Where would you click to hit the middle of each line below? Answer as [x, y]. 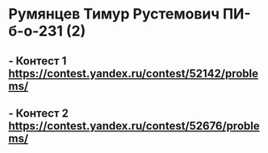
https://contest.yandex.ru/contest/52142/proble [134, 73]
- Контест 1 [38, 61]
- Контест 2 [38, 113]
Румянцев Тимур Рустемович [114, 14]
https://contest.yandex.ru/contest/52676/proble [134, 126]
